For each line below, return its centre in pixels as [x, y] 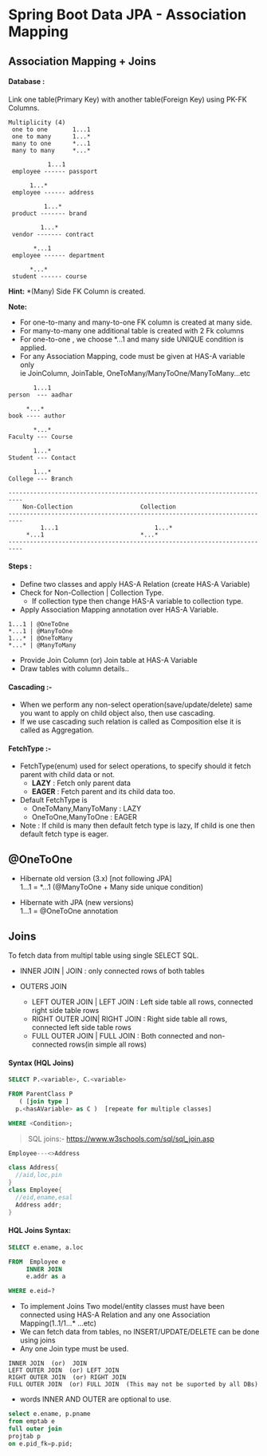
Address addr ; [39, 1205]
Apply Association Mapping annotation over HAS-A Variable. [119, 609]
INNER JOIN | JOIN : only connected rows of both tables [112, 971]
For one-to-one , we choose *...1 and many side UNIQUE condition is [132, 339]
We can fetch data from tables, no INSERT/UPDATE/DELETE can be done [139, 1332]
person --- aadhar [41, 395]
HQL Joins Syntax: [40, 1231]
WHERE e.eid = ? [32, 1291]
